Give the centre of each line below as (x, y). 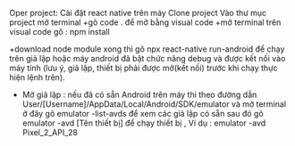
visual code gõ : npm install (59, 32)
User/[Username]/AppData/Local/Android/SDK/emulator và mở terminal (154, 104)
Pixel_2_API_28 (50, 132)
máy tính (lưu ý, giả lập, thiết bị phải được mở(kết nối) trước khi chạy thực (144, 68)
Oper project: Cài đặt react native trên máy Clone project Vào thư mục (138, 13)
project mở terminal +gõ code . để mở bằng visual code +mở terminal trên (145, 22)
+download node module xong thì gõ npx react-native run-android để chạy (147, 49)
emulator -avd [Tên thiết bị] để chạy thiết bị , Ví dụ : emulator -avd (144, 123)
